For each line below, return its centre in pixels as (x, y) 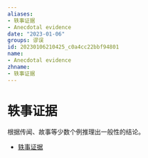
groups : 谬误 (26, 41)
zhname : (19, 67)
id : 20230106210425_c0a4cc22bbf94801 (63, 47)
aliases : (20, 14)
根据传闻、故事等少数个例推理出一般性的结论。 (76, 132)
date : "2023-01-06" (36, 34)
